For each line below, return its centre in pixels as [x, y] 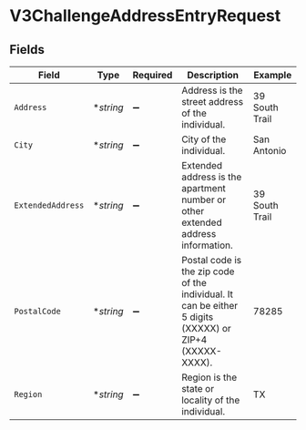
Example [273, 75]
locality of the [211, 400]
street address [213, 102]
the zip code [208, 271]
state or [198, 389]
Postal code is [212, 260]
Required [153, 75]
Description [213, 75]
